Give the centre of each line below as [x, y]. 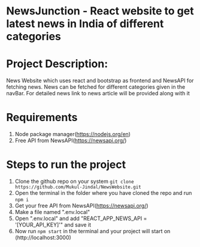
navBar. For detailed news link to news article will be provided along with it [98, 94]
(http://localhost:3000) [43, 237]
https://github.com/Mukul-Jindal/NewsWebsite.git [78, 187]
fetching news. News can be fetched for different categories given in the [96, 87]
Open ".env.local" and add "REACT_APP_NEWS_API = [81, 218]
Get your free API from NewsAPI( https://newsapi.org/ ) [81, 206]
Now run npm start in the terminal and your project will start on [93, 231]
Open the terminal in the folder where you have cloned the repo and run [103, 193]
